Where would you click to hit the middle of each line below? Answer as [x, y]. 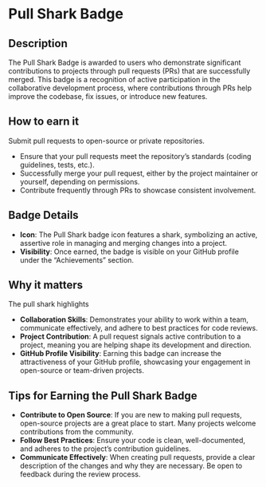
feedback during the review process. [80, 474]
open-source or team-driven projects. [82, 370]
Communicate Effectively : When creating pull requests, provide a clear [137, 457]
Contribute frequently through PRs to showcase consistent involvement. [138, 190]
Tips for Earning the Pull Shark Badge [103, 396]
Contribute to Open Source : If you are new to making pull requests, [131, 415]
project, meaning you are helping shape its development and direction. [136, 345]
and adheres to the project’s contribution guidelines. [105, 449]
